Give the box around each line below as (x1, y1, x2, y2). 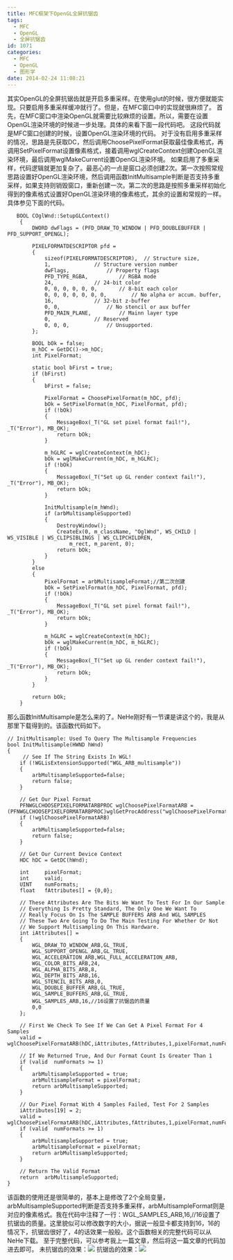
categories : (7, 49, 42, 56)
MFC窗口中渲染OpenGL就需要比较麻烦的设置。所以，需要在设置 (25, 112, 209, 120)
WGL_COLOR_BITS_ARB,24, (32, 960, 101, 967)
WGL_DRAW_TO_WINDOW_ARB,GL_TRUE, (32, 942, 129, 949)
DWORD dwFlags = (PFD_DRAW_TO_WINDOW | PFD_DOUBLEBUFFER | (32, 225, 207, 232)
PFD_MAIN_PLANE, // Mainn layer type (44, 310, 178, 317)
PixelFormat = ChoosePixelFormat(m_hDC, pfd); (44, 395, 182, 402)
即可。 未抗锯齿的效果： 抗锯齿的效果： (19, 1245, 139, 1254)
